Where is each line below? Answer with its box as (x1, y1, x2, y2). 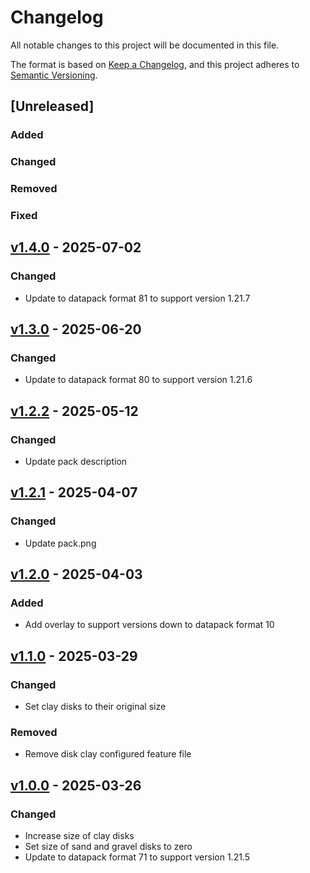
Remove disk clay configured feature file (24, 748, 192, 760)
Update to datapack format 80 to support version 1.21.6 (24, 374, 253, 386)
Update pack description (24, 456, 128, 468)
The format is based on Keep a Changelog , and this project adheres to (10, 58, 300, 70)
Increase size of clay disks (24, 830, 135, 842)
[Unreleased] (10, 98, 95, 115)
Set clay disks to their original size (24, 701, 167, 713)
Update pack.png (24, 537, 97, 549)
